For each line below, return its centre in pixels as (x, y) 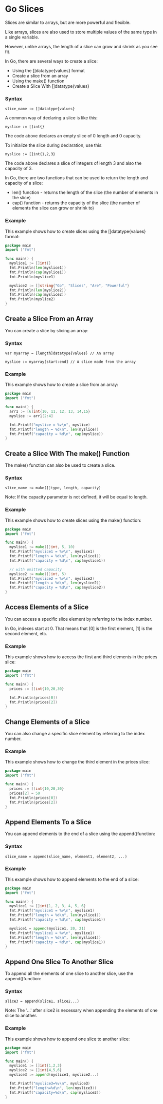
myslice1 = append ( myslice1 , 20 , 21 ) (48, 928)
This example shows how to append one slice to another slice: (67, 1039)
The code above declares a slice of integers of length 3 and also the (73, 163)
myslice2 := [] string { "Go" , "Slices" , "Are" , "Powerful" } (70, 286)
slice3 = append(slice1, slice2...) (42, 1001)
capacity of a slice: (24, 183)
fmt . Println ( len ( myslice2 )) (38, 290)
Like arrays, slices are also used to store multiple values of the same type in (81, 32)
